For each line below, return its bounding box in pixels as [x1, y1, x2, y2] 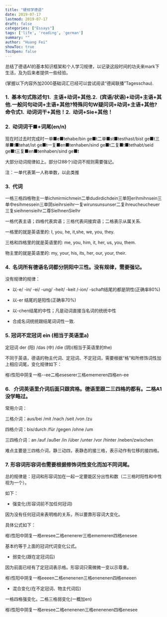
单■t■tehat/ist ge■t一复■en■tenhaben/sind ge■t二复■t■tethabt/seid [5, 142, 154, 148]
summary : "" [5, 35, 30, 40]
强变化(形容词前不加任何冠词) [12, 501, 73, 507]
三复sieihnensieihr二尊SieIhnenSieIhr [5, 208, 81, 214]
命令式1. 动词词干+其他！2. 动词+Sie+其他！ [5, 109, 113, 116]
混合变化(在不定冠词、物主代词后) [12, 586, 82, 592]
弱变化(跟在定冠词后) [12, 554, 56, 560]
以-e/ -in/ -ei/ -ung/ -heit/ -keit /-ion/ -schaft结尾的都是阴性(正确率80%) [12, 287, 161, 293]
